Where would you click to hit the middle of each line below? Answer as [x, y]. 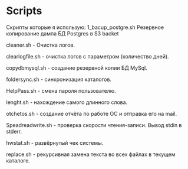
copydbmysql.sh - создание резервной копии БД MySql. [77, 68]
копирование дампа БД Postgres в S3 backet [62, 33]
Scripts [24, 11]
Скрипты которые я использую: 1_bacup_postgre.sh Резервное [85, 27]
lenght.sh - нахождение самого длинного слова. [67, 102]
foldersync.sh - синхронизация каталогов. [59, 79]
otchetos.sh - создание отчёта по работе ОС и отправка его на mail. [92, 113]
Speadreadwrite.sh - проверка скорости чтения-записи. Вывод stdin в [94, 125]
